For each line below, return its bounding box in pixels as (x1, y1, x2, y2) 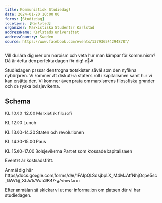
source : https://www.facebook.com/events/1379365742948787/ (5, 39, 130, 44)
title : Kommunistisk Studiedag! (5, 7, 71, 12)
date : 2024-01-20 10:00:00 (5, 12, 60, 17)
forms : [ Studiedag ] (5, 16, 45, 21)
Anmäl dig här (5, 167, 33, 173)
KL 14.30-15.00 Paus (5, 138, 46, 144)
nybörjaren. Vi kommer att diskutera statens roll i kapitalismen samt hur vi (5, 72, 152, 78)
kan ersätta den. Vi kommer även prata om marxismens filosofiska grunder (5, 78, 155, 84)
